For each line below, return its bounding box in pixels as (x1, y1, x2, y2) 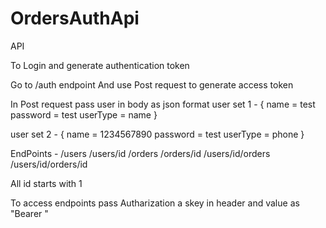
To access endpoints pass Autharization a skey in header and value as (10, 197, 300, 209)
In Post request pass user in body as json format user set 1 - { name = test (10, 98, 316, 110)
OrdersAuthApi (10, 7, 140, 30)
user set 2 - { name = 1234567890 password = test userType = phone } (10, 128, 305, 140)
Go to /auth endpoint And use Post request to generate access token (10, 78, 294, 91)
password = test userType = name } (10, 108, 158, 121)
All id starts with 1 (10, 177, 83, 189)
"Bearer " (10, 207, 49, 219)
